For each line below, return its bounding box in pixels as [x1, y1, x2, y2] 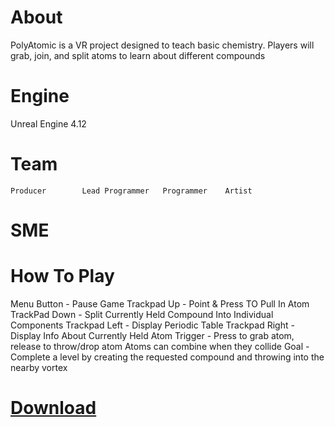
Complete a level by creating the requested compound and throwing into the [10, 351, 325, 363]
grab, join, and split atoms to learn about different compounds [10, 49, 266, 61]
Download [10, 397, 97, 420]
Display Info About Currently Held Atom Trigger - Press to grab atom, [10, 329, 295, 341]
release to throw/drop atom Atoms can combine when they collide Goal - [10, 340, 310, 352]
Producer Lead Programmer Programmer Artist [10, 186, 253, 196]
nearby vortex [10, 361, 68, 373]
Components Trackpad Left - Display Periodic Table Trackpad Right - [10, 319, 295, 331]
